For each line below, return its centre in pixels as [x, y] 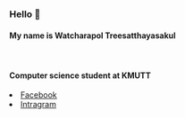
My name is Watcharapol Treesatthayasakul [92, 35]
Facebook [39, 95]
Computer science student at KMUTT [80, 75]
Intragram [38, 105]
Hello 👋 [25, 14]
